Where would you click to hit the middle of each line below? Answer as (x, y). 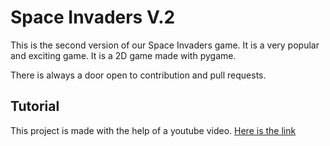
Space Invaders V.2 (93, 17)
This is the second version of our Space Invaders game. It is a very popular (165, 45)
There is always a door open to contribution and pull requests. (138, 75)
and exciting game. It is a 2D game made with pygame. (123, 55)
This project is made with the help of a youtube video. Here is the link (153, 130)
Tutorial (35, 106)
